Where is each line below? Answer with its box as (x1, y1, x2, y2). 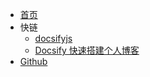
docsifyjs (34, 33, 73, 44)
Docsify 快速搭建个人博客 (34, 44, 140, 56)
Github (19, 56, 48, 67)
